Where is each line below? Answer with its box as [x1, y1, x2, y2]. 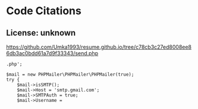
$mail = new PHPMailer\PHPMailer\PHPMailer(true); [6, 72, 134, 78]
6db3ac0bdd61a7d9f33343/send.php [6, 50, 99, 57]
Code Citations [6, 4, 81, 18]
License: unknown [6, 28, 76, 38]
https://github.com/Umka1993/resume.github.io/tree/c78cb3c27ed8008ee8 [6, 43, 192, 50]
